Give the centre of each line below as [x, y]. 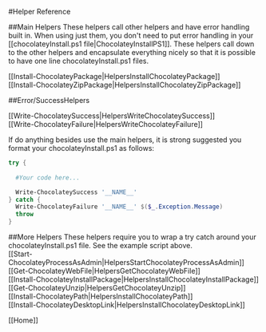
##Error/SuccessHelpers [49, 100]
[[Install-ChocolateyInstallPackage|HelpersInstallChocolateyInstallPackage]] [134, 279]
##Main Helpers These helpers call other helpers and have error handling [129, 27]
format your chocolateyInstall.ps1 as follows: [81, 148]
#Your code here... [48, 178]
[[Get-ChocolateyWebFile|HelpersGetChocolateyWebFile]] [105, 271]
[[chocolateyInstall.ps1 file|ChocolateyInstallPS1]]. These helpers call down [131, 44]
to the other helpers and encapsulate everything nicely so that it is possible [132, 52]
